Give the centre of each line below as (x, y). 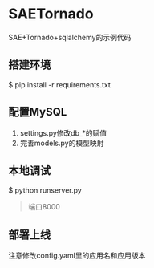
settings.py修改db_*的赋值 (63, 132)
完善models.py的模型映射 (62, 143)
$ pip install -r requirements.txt (59, 84)
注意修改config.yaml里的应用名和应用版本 (77, 256)
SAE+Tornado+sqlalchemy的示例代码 (70, 37)
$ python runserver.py (45, 190)
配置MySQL (38, 112)
